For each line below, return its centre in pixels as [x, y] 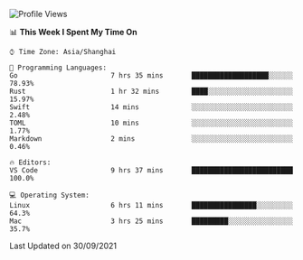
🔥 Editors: [30, 162]
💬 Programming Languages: [58, 68]
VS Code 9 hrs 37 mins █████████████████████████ [151, 171]
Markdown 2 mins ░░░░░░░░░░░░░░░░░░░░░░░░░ [151, 139]
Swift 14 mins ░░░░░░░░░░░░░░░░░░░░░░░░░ [151, 107]
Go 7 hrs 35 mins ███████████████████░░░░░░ [151, 76]
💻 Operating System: [50, 195]
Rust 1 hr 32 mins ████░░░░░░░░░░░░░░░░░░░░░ [151, 91]
